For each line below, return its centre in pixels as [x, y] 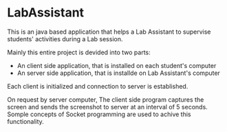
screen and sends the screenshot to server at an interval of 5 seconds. [107, 107]
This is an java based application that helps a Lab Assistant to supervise [109, 32]
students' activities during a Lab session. [65, 38]
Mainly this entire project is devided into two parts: [79, 52]
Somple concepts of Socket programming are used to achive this [99, 114]
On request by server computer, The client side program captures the [106, 99]
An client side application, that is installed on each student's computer [117, 65]
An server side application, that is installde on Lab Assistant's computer [118, 73]
